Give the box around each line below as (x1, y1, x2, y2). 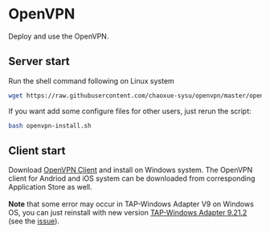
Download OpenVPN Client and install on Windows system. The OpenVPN (8, 166, 253, 175)
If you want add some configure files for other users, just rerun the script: (8, 106, 252, 116)
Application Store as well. (8, 182, 92, 192)
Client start (8, 144, 66, 157)
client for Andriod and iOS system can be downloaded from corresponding (8, 174, 256, 183)
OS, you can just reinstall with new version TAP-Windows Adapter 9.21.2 (8, 208, 247, 218)
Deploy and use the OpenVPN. (8, 31, 109, 41)
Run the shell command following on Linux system (8, 76, 174, 85)
